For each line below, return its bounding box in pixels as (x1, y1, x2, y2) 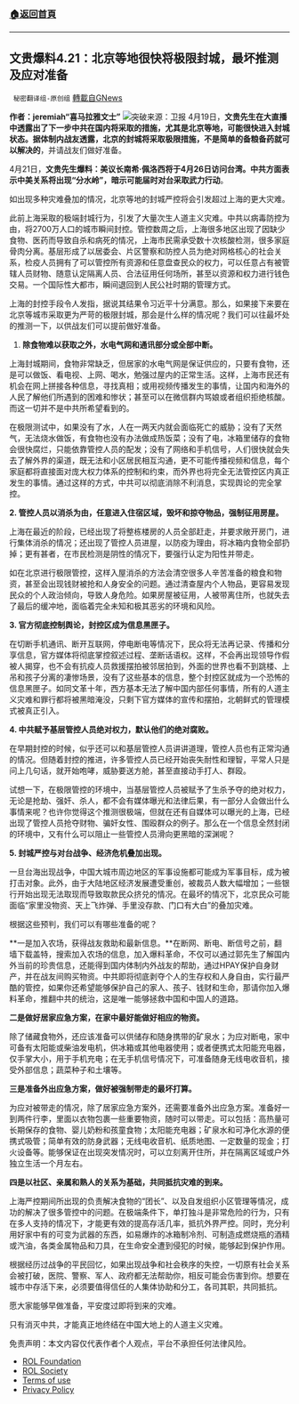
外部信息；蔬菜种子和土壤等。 (16, 1065, 126, 1076)
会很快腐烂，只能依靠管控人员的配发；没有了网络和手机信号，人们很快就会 (9, 444, 282, 455)
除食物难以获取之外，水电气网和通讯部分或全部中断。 (21, 340, 218, 351)
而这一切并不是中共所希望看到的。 (9, 403, 134, 414)
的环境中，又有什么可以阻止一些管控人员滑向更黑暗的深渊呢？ (9, 829, 236, 840)
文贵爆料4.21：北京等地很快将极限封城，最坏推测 (9, 51, 279, 66)
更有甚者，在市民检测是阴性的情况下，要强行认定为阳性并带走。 (24, 549, 259, 560)
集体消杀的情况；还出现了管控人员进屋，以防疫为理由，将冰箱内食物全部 (16, 537, 282, 548)
